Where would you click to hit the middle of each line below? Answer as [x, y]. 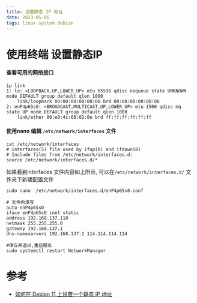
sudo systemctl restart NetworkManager [56, 250]
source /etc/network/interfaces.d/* [52, 160]
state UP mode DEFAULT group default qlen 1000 [67, 112]
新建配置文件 [38, 179]
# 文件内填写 [20, 202]
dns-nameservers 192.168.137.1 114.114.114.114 [67, 234]
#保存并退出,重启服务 [29, 245]
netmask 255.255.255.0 [35, 223]
